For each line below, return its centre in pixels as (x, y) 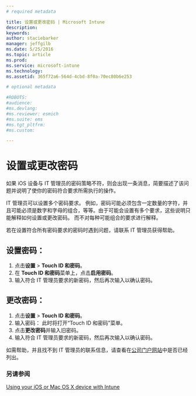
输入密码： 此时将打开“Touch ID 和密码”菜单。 (70, 323)
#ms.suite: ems (25, 119)
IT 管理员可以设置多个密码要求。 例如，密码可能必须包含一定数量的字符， (94, 203)
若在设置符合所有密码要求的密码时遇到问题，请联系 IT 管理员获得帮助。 (92, 230)
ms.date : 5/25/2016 (30, 49)
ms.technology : (25, 71)
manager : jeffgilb (28, 44)
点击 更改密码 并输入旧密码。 (48, 330)
